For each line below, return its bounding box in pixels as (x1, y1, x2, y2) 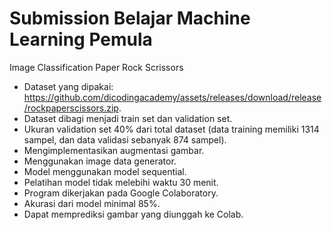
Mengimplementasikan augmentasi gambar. (23, 144, 205, 156)
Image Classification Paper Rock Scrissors (9, 61, 184, 73)
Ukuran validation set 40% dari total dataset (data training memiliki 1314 (23, 123, 320, 135)
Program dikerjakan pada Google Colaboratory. (23, 187, 219, 199)
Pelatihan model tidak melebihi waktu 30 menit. (23, 176, 219, 188)
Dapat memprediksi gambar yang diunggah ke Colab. (23, 208, 244, 220)
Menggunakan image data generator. (23, 155, 177, 167)
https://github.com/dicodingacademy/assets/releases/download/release (23, 91, 322, 103)
